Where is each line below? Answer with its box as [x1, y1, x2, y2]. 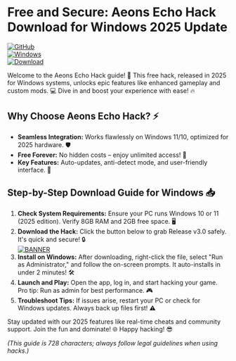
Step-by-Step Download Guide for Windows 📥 [7, 187, 216, 199]
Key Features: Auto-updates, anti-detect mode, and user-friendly [17, 158, 208, 166]
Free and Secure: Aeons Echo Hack [7, 4, 216, 20]
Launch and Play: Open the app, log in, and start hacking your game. [17, 278, 218, 286]
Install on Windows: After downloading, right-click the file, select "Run [17, 253, 223, 261]
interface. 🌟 [17, 165, 51, 174]
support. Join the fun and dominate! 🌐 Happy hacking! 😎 [7, 324, 173, 333]
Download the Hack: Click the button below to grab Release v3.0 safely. [17, 227, 227, 236]
